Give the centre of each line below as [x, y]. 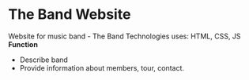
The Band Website [70, 15]
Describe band [44, 60]
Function [23, 44]
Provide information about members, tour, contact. [102, 67]
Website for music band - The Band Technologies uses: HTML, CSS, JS [124, 36]
